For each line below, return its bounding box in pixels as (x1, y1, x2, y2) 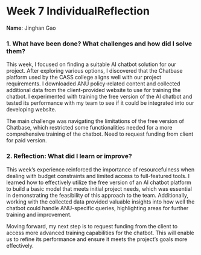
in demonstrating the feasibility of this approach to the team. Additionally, (6, 191, 189, 199)
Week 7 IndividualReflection (6, 4, 150, 18)
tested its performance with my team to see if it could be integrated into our (6, 99, 194, 107)
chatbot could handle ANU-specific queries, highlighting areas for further (6, 204, 189, 211)
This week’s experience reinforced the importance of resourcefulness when (6, 165, 195, 173)
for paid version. (6, 137, 47, 144)
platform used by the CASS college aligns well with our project (6, 74, 162, 81)
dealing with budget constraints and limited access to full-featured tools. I (6, 172, 190, 179)
